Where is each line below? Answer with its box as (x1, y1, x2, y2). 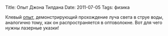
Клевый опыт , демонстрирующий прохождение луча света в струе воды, (5, 14, 163, 20)
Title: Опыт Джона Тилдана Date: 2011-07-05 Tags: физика (5, 5, 130, 10)
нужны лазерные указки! (5, 25, 60, 31)
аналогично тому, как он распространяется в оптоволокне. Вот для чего (5, 20, 162, 25)
